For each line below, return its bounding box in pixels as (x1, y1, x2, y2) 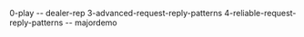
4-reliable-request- (224, 8, 297, 18)
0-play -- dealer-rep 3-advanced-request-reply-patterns (9, 8, 223, 18)
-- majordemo (65, 17, 117, 28)
